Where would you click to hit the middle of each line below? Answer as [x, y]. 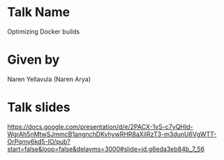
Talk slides [39, 107]
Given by [33, 60]
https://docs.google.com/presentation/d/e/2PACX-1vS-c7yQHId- [100, 126]
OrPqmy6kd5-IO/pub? [39, 141]
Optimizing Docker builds [44, 31]
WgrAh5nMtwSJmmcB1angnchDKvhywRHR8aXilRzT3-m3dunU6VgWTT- [112, 134]
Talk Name [39, 12]
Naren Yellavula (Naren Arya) [49, 79]
